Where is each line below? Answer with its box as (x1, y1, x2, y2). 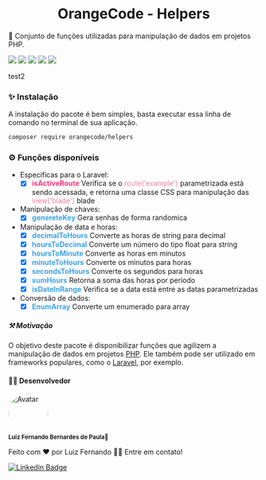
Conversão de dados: (19, 293, 91, 302)
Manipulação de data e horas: (19, 222, 118, 232)
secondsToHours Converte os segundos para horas (31, 266, 204, 275)
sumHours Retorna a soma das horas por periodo (31, 275, 196, 285)
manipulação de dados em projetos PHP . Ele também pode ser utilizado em (8, 349, 256, 358)
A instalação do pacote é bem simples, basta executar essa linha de (8, 109, 232, 119)
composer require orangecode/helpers (8, 133, 134, 142)
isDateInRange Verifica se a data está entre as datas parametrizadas (31, 284, 259, 294)
